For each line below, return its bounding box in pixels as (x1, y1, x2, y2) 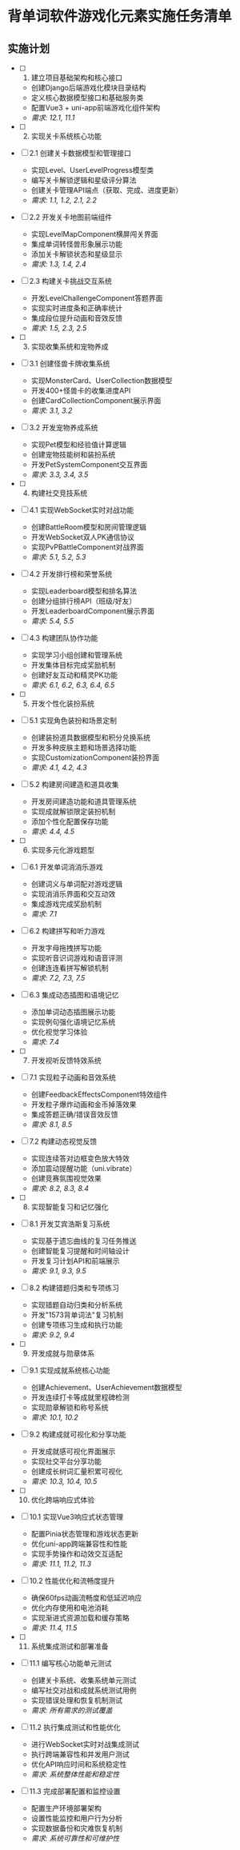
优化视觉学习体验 (30, 1027, 88, 1037)
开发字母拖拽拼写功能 (30, 943, 102, 953)
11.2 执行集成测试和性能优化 (29, 1723, 121, 1732)
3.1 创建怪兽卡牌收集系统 (29, 359, 110, 368)
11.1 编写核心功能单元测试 (29, 1659, 112, 1668)
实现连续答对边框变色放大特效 (30, 1153, 130, 1163)
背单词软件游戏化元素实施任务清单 (7, 7, 233, 26)
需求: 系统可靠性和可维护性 (30, 1833, 120, 1843)
